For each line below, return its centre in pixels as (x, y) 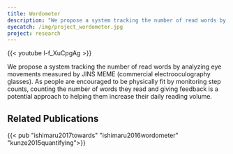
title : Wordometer (34, 14)
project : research (34, 33)
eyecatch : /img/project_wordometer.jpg (65, 27)
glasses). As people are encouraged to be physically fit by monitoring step (114, 82)
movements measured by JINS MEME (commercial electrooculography (109, 74)
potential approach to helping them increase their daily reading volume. (110, 97)
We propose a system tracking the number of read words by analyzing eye (114, 66)
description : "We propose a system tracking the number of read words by (117, 20)
